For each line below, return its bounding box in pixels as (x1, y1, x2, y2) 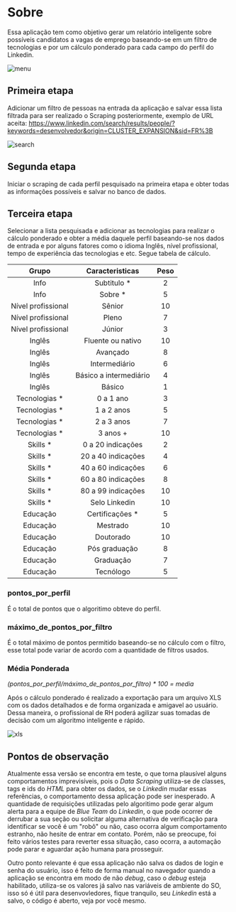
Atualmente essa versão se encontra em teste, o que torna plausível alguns (7, 769, 227, 778)
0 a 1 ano (96, 394, 129, 404)
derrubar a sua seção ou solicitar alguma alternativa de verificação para (7, 815, 218, 823)
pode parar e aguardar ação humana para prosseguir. (7, 845, 164, 854)
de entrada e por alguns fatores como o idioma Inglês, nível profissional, (7, 242, 218, 250)
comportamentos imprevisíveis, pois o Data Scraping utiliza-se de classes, (7, 777, 226, 785)
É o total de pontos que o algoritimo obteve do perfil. (7, 604, 162, 613)
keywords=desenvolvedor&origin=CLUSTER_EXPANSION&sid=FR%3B (7, 126, 213, 135)
